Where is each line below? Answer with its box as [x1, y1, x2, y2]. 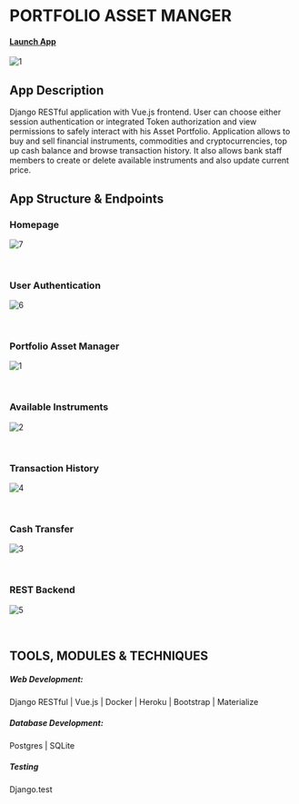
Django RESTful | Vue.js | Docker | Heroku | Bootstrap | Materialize [9, 697, 259, 708]
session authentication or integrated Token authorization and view [9, 116, 257, 127]
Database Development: [9, 717, 105, 728]
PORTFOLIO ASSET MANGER [9, 5, 232, 26]
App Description [9, 83, 105, 98]
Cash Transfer [9, 523, 75, 535]
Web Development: [9, 673, 84, 684]
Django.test [9, 783, 53, 795]
